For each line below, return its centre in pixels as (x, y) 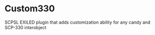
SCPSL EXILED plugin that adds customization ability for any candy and (77, 22)
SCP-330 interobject (26, 27)
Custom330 (30, 9)
